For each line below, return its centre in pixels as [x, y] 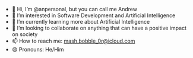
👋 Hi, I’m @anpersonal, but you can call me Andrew [75, 9]
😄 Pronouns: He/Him [38, 49]
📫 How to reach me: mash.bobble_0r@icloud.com [73, 41]
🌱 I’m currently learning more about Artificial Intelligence [81, 22]
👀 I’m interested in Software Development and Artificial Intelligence [94, 15]
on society [25, 34]
